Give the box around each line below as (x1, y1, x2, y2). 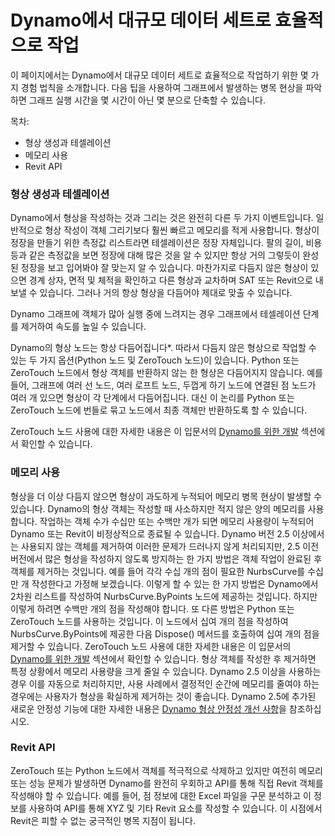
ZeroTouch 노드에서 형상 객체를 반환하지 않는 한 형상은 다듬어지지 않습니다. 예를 (10, 367, 324, 379)
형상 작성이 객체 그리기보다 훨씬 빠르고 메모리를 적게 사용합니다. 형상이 (44, 224, 320, 236)
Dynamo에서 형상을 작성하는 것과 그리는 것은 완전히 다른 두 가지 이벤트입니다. (10, 212, 314, 224)
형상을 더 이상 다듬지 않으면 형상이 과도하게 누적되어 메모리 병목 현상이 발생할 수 (10, 490, 323, 502)
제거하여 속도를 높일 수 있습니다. (20, 321, 147, 333)
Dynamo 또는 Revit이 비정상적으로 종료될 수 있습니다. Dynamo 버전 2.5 (10, 527, 290, 540)
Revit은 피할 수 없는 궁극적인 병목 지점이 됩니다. (10, 814, 196, 826)
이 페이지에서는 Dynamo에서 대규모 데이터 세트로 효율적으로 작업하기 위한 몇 (10, 69, 309, 81)
